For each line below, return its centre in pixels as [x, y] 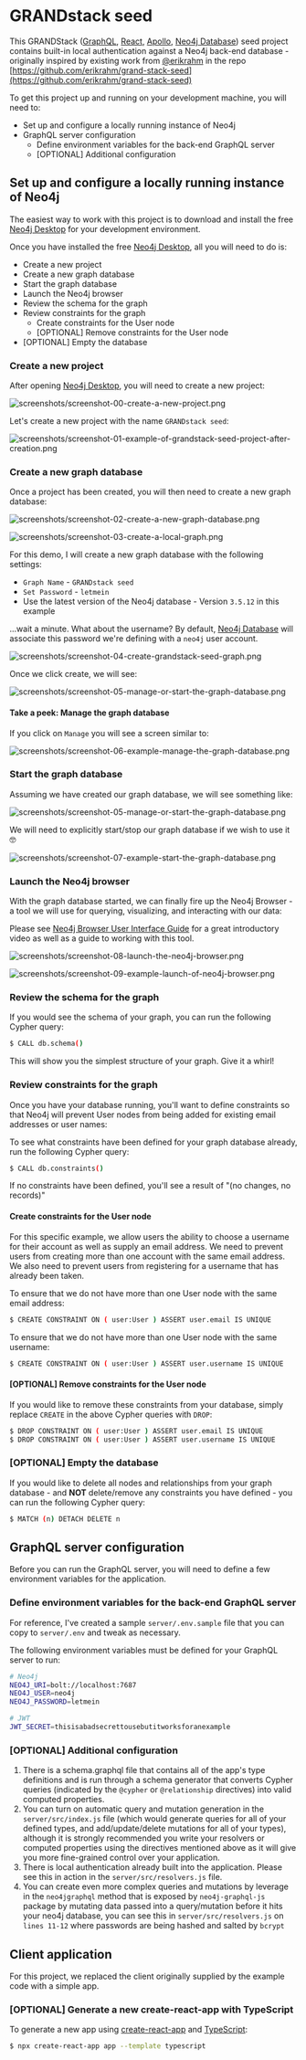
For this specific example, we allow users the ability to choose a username [149, 1236]
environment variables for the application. [88, 1579]
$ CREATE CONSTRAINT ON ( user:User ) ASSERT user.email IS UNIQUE [141, 1320]
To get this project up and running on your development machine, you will [148, 98]
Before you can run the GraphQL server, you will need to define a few [140, 1569]
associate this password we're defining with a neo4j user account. [134, 639]
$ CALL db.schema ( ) [47, 1044]
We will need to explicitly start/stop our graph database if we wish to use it [150, 829]
